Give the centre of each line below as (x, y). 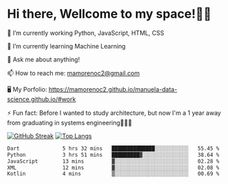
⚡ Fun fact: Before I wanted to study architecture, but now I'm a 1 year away (114, 113)
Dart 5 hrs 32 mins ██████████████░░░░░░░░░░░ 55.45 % (113, 148)
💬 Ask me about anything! (44, 59)
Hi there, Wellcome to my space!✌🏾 (109, 14)
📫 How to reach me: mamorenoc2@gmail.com (73, 73)
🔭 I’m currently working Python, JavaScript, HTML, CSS (86, 33)
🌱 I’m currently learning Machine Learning (66, 46)
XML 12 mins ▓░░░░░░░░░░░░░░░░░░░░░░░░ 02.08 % (113, 168)
